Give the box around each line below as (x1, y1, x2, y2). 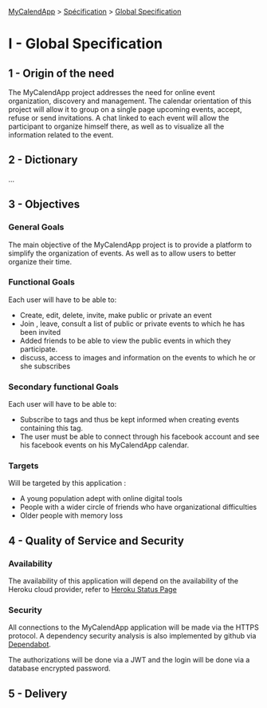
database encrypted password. (8, 663, 112, 674)
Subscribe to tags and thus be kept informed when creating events (19, 415, 240, 424)
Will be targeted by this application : (8, 479, 127, 488)
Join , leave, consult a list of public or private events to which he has (19, 319, 245, 328)
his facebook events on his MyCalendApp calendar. (19, 440, 190, 450)
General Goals (8, 221, 65, 233)
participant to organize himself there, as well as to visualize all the (8, 121, 225, 131)
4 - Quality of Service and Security (8, 534, 185, 547)
